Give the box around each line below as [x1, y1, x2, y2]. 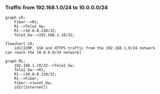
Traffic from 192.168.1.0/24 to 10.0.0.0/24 [5, 4, 108, 11]
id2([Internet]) [14, 85, 48, 90]
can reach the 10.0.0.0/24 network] [5, 50, 81, 55]
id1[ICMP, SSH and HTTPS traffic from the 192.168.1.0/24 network [14, 46, 155, 51]
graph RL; [5, 59, 26, 64]
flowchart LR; [5, 41, 35, 46]
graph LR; [5, 15, 26, 20]
